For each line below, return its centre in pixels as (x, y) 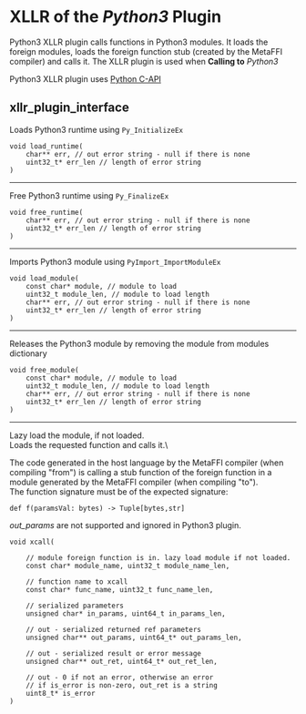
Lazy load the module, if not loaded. (77, 435)
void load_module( (44, 278)
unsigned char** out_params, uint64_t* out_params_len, (134, 637)
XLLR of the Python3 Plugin (115, 17)
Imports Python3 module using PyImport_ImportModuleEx (115, 261)
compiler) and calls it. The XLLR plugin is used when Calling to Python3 (144, 61)
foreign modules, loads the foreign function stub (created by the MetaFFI (146, 51)
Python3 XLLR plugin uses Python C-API (86, 78)
